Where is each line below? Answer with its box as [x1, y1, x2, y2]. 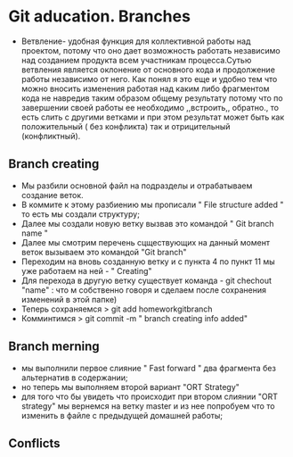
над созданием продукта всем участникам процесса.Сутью [20, 54, 252, 65]
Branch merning [8, 339, 100, 354]
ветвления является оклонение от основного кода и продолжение [20, 64, 275, 75]
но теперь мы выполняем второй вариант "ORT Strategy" [20, 381, 240, 392]
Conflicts [8, 436, 61, 451]
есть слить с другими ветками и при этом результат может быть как [20, 112, 285, 122]
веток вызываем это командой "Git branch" [20, 246, 187, 257]
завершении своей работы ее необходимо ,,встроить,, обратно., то [20, 102, 280, 112]
